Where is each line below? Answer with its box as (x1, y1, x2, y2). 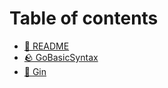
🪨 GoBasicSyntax (23, 51, 99, 63)
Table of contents (9, 7, 159, 30)
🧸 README (23, 40, 70, 52)
